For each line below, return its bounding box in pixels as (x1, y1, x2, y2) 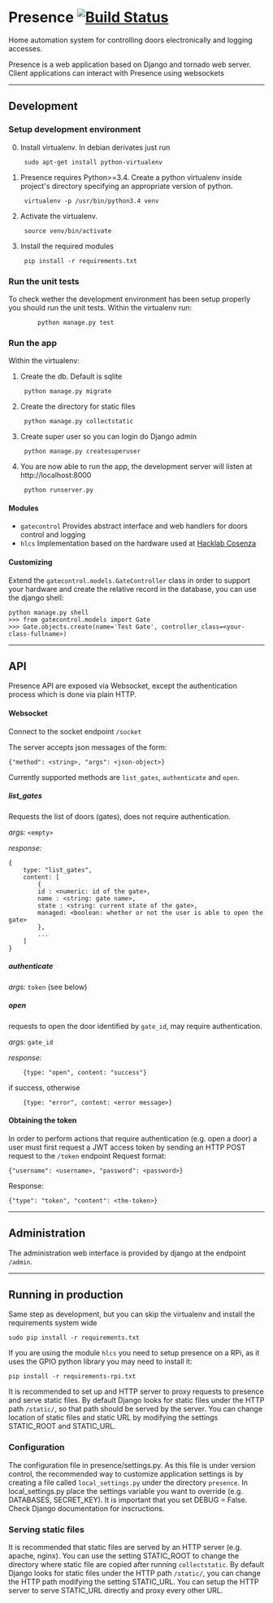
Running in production (8, 1287, 123, 1302)
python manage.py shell (8, 608, 89, 616)
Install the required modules (19, 241, 115, 251)
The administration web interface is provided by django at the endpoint (8, 1248, 246, 1258)
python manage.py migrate (24, 388, 112, 396)
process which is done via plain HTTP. (8, 690, 136, 699)
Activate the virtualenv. (19, 211, 97, 221)
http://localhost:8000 (19, 471, 92, 480)
